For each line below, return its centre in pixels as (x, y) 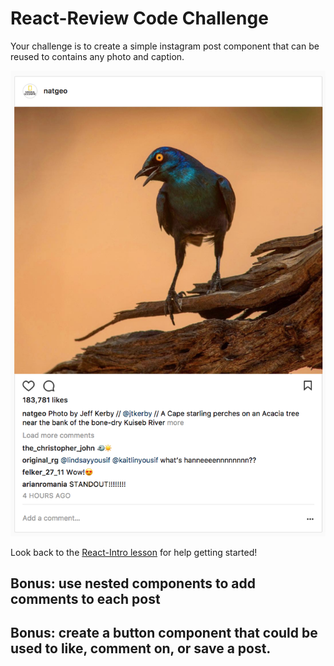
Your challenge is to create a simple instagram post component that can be (165, 46)
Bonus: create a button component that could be (164, 633)
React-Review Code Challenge (139, 18)
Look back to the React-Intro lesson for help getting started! (134, 552)
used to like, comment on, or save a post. (141, 648)
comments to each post (85, 599)
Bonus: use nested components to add (133, 583)
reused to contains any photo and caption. (97, 56)
